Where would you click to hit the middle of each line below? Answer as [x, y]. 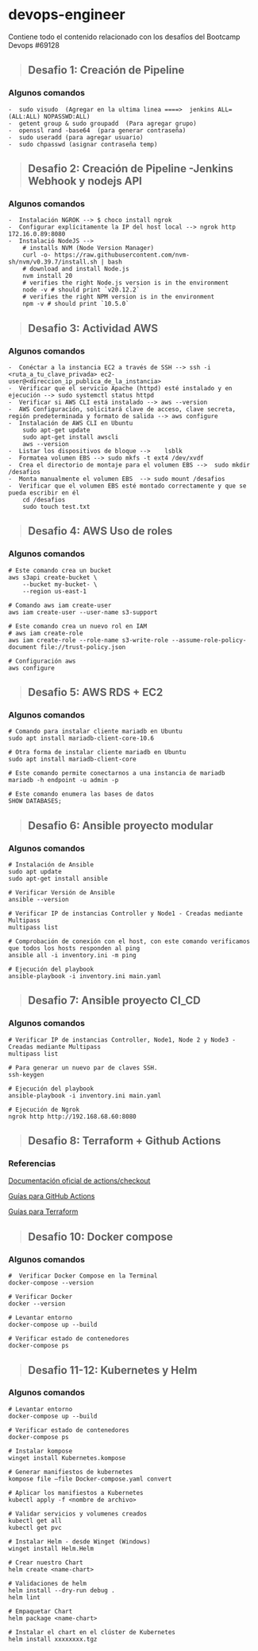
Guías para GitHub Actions [52, 1196]
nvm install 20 [48, 276]
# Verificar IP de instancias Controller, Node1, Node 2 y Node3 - [122, 1040]
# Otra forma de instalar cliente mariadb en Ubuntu [97, 753]
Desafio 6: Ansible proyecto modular [120, 825]
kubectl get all [35, 1520]
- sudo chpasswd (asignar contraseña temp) [83, 144]
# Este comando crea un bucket [60, 570]
